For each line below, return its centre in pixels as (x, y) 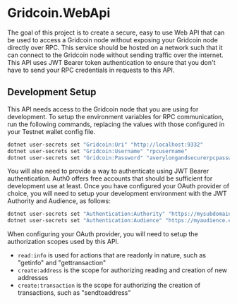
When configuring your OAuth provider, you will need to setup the (103, 234)
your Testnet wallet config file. (51, 131)
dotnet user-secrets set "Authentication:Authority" (86, 214)
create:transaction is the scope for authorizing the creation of (109, 285)
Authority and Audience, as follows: (59, 201)
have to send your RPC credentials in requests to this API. (91, 70)
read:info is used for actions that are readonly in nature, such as (112, 255)
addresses (33, 278)
